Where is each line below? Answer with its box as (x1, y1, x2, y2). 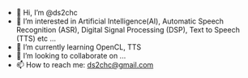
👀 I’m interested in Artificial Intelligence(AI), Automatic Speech (15, 16, 224, 26)
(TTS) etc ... (15, 33, 57, 43)
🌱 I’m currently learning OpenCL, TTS (15, 42, 142, 52)
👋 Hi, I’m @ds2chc (15, 8, 79, 17)
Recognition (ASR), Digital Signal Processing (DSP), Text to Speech (15, 25, 241, 34)
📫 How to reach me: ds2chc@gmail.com (15, 60, 154, 69)
